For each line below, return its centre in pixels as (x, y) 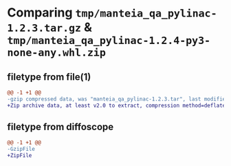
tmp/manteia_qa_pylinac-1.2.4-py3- (109, 41)
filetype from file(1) (49, 77)
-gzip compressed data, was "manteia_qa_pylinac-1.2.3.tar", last (104, 99)
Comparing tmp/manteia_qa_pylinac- (112, 13)
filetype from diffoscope (60, 127)
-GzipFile (21, 149)
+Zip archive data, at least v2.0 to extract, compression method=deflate (117, 105)
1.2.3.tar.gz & (50, 27)
